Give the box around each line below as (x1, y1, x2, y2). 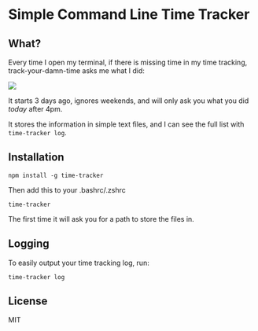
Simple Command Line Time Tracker (8, 6, 250, 24)
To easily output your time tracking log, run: (8, 258, 149, 267)
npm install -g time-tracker (8, 171, 104, 179)
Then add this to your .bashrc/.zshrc (8, 185, 126, 194)
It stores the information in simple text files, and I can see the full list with (8, 120, 245, 129)
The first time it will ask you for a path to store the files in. (8, 214, 194, 223)
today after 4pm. (8, 105, 63, 113)
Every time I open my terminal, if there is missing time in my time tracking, (8, 57, 248, 67)
